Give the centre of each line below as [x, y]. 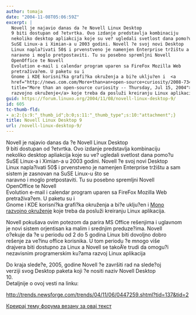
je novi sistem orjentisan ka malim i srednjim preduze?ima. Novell [84, 228]
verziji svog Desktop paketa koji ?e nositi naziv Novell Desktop [81, 271]
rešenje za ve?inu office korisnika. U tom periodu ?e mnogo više [83, 241]
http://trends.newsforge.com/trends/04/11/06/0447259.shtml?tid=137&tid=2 [97, 295]
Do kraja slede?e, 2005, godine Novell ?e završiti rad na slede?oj [84, 265]
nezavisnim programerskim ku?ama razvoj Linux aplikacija [76, 253]
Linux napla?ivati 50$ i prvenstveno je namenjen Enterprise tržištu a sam [93, 167]
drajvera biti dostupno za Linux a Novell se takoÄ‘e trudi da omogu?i [87, 247]
